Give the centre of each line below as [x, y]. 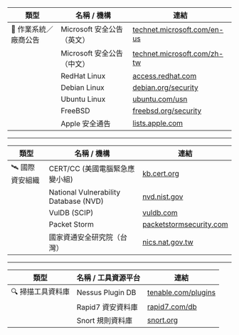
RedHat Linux [83, 76]
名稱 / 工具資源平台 [108, 278]
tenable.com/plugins [181, 292]
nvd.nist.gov [163, 197]
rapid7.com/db [172, 307]
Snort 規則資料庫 [105, 320]
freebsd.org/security [167, 111]
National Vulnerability [85, 192]
